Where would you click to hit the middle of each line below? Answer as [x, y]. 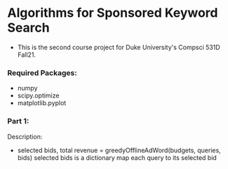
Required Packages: [42, 73]
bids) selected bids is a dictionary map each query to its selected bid [117, 157]
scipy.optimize [38, 95]
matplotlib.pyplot [42, 103]
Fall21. [27, 55]
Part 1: [18, 121]
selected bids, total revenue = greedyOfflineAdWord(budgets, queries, [119, 150]
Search [29, 28]
